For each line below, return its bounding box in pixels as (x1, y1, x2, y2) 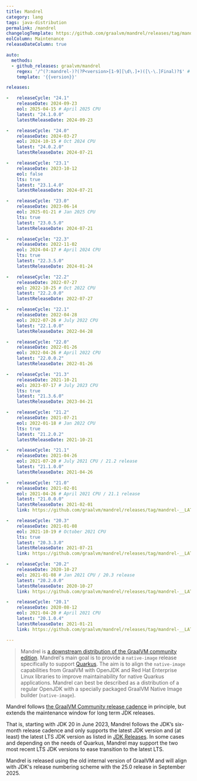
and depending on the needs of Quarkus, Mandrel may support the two (6, 739, 178, 746)
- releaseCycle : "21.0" (6, 480, 69, 486)
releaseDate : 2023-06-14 (16, 203, 77, 209)
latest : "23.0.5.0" (16, 220, 64, 226)
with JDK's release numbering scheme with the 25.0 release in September (6, 763, 186, 770)
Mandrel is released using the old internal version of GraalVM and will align (6, 757, 187, 764)
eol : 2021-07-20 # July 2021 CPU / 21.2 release (16, 458, 138, 465)
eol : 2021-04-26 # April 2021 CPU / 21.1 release (16, 490, 141, 497)
